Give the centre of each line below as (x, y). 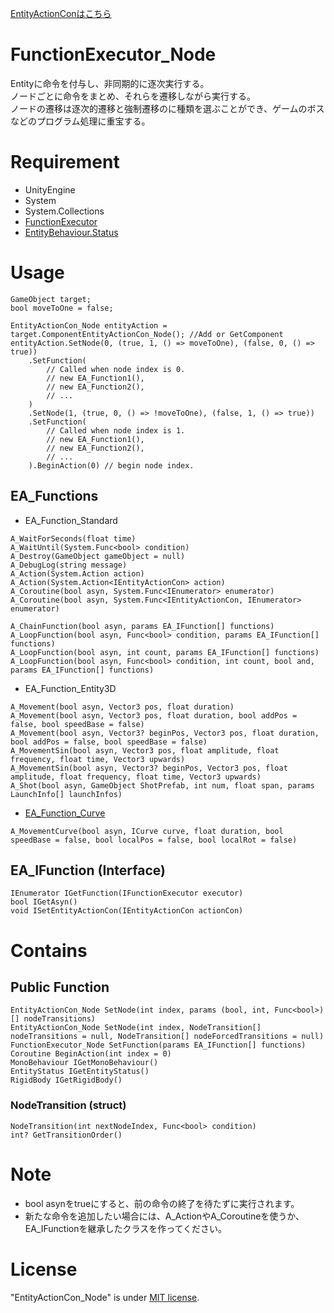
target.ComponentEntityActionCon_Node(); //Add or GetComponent (147, 334)
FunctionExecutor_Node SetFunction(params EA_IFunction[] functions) (158, 1045)
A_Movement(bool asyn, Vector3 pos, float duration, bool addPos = (154, 715)
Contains (49, 950)
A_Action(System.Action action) (77, 573)
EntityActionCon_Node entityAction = (89, 325)
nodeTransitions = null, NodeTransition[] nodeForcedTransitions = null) (167, 1037)
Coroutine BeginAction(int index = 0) (91, 1054)
